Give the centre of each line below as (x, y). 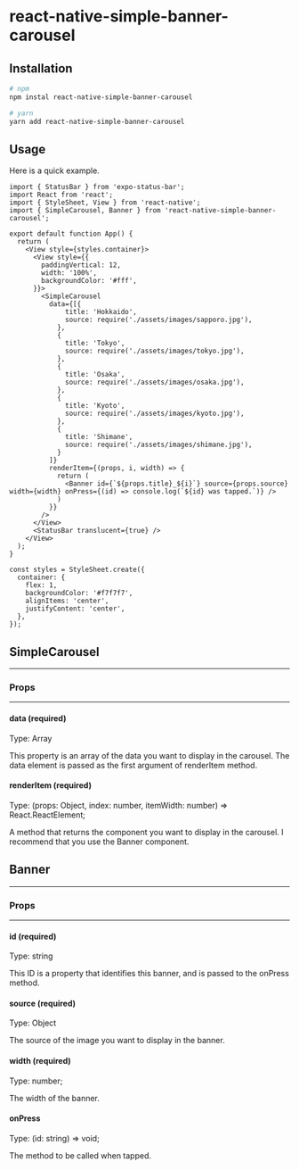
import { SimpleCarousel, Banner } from (85, 211)
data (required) (38, 718)
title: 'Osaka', (95, 375)
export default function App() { (71, 234)
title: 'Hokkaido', (101, 312)
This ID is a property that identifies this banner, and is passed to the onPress (149, 974)
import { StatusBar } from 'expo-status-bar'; (97, 187)
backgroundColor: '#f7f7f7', (79, 593)
